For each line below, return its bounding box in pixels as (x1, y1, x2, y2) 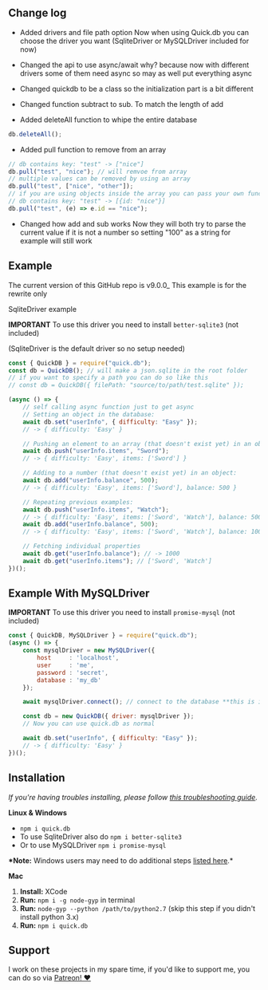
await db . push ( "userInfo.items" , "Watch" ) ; (22, 506, 170, 514)
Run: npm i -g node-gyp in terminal (19, 895, 136, 905)
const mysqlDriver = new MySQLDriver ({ (22, 646, 156, 655)
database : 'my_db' (37, 676, 102, 684)
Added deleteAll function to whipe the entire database (19, 115, 198, 124)
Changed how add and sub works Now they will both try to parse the (19, 219, 246, 228)
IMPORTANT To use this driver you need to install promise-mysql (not (8, 608, 235, 617)
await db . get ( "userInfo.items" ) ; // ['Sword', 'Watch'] (22, 557, 213, 565)
